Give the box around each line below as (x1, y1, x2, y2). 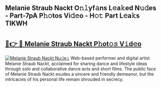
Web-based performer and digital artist (70, 55, 150, 61)
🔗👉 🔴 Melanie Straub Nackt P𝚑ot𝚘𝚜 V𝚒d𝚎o (5, 39, 142, 48)
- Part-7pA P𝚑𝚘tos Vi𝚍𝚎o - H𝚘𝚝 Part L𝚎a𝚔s (5, 12, 140, 20)
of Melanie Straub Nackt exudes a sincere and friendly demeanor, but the (5, 71, 154, 77)
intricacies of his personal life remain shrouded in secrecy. (5, 76, 124, 82)
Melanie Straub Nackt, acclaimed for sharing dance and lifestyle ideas (5, 61, 148, 66)
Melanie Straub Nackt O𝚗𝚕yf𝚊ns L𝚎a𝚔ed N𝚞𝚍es (5, 4, 157, 12)
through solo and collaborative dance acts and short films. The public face (5, 66, 156, 72)
